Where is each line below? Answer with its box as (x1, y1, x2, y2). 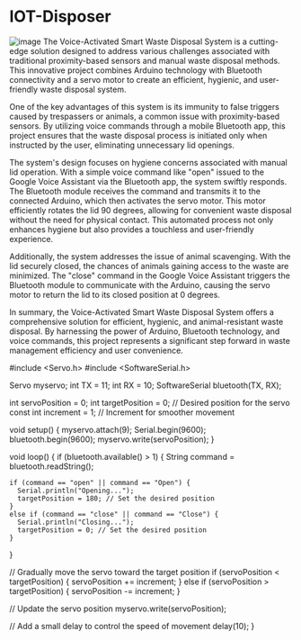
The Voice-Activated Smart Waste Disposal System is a (43, 36, 247, 47)
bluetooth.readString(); (9, 461, 94, 472)
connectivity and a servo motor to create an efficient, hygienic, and (9, 74, 258, 85)
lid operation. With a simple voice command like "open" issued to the (9, 167, 265, 177)
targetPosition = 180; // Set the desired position (17, 493, 216, 503)
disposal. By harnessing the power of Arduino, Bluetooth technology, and (9, 326, 280, 337)
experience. (9, 233, 54, 244)
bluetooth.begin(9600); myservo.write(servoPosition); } (9, 434, 215, 445)
